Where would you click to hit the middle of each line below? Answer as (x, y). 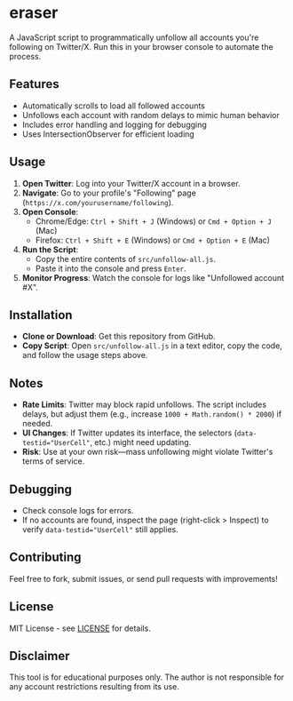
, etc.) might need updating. (141, 442)
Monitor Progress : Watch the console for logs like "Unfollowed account (153, 277)
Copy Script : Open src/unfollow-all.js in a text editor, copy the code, (152, 346)
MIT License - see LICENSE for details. (80, 628)
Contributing (45, 558)
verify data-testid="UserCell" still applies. (100, 530)
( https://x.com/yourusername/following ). (98, 202)
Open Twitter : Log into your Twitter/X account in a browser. (131, 183)
